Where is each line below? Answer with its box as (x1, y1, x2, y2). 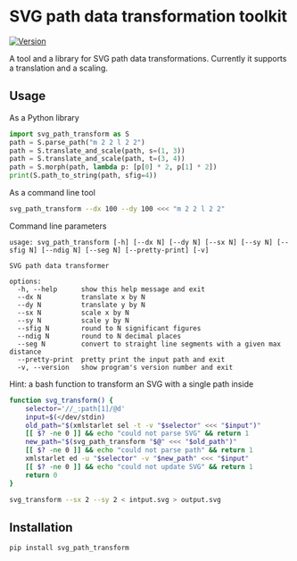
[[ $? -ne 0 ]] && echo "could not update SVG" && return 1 (25, 462, 253, 471)
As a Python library (9, 112, 80, 122)
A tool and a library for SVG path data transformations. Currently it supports (9, 53, 287, 63)
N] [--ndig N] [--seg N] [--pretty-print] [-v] (29, 246, 210, 255)
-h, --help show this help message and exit (17, 284, 205, 294)
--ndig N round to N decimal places (17, 331, 181, 340)
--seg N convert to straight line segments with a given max (17, 339, 281, 348)
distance (9, 347, 42, 356)
